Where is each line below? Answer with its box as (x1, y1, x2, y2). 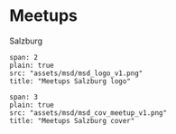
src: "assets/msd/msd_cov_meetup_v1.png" (9, 108, 168, 118)
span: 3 (9, 92, 39, 101)
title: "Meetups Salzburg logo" (9, 76, 131, 86)
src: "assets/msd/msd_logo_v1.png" (9, 69, 144, 78)
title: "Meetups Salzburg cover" (9, 116, 135, 125)
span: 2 (9, 53, 39, 62)
